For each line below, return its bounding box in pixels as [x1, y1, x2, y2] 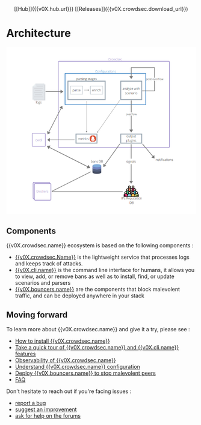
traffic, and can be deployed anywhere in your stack [14, 292, 144, 299]
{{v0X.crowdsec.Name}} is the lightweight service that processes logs [14, 253, 190, 261]
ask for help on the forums [14, 412, 81, 420]
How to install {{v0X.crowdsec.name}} [14, 337, 110, 345]
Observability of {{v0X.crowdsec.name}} [14, 357, 116, 364]
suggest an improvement [14, 406, 77, 413]
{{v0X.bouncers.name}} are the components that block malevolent [14, 286, 181, 293]
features [14, 350, 36, 358]
